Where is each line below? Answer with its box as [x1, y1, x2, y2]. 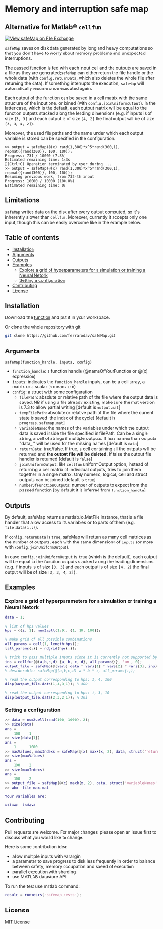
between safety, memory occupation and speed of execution [12, 863, 134, 869]
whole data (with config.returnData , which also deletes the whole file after [5, 75, 155, 81]
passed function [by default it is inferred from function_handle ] [19, 487, 146, 493]
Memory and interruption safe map [5, 3, 149, 15]
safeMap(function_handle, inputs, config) [5, 360, 92, 365]
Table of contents [5, 233, 59, 242]
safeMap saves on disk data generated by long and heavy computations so [5, 45, 153, 51]
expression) [12, 373, 36, 380]
